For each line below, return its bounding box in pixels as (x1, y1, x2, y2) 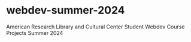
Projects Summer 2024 (6, 29, 63, 36)
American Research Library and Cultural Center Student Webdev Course (6, 23, 185, 30)
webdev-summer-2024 (6, 4, 125, 17)
